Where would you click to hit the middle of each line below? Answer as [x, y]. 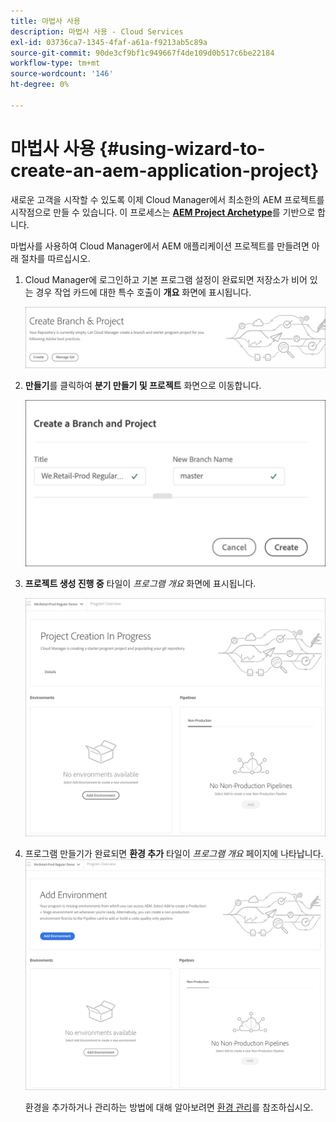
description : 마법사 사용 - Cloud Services [97, 31]
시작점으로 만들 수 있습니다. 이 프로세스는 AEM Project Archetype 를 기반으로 [163, 212]
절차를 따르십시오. [55, 258]
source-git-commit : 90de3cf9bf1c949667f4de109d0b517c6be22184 [142, 53]
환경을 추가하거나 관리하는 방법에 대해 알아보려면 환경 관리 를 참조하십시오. [169, 1107]
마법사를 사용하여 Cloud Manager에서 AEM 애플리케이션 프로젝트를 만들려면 [160, 246]
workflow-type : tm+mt [55, 63]
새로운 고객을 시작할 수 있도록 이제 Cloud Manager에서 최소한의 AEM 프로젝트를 [167, 199]
